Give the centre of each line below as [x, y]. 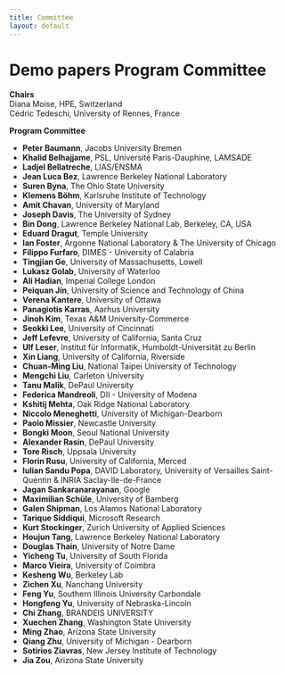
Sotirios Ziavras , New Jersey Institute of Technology [119, 651]
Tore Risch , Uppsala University [79, 452]
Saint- [262, 470]
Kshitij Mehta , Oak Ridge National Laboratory [106, 404]
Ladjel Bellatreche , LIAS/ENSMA [82, 167]
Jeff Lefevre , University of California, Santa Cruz [112, 338]
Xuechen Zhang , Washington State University [106, 622]
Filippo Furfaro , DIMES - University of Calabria [108, 253]
